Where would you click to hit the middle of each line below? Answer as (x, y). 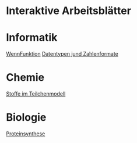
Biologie (26, 118)
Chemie (25, 78)
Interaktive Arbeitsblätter (68, 11)
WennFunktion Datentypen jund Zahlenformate (62, 54)
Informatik (32, 38)
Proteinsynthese (26, 134)
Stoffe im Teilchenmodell (36, 94)
